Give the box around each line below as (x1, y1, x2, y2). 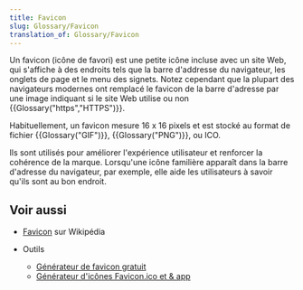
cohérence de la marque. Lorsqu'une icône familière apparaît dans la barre (9, 157, 289, 168)
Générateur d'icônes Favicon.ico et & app (35, 271, 192, 282)
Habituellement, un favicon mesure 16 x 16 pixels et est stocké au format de (9, 120, 291, 131)
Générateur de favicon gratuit (35, 261, 147, 272)
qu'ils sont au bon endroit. (9, 176, 107, 187)
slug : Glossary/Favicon (9, 22, 99, 31)
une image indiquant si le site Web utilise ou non (9, 93, 190, 104)
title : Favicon (9, 13, 67, 23)
